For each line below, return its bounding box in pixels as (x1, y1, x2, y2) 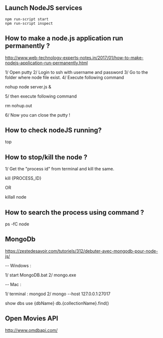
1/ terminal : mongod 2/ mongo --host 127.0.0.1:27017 (5, 291, 111, 297)
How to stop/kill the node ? (5, 153, 87, 161)
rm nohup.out (5, 102, 33, 108)
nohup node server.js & (5, 84, 52, 89)
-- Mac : (5, 281, 22, 287)
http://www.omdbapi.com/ (5, 327, 58, 333)
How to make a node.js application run (5, 34, 124, 43)
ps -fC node (5, 221, 30, 227)
